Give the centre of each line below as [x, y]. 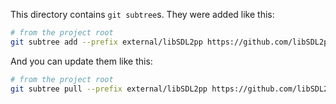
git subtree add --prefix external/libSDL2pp [106, 42]
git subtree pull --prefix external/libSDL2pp [109, 89]
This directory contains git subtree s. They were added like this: [142, 14]
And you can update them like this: [81, 61]
